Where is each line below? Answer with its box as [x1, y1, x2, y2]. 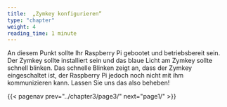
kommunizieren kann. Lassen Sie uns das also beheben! [7, 78, 170, 87]
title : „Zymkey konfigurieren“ [7, 10, 102, 17]
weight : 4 [7, 23, 37, 30]
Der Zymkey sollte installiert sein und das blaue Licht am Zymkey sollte [7, 57, 213, 65]
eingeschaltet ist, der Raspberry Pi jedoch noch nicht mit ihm [7, 71, 184, 80]
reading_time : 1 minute [7, 29, 77, 37]
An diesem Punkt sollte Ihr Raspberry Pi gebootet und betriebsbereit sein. [7, 49, 221, 57]
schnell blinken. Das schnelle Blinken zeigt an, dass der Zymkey [7, 64, 192, 72]
